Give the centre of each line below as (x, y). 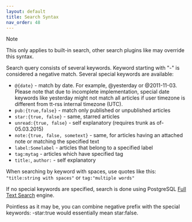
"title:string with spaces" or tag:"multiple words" (70, 178)
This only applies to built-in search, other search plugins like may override (95, 50)
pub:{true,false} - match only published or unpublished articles (92, 110)
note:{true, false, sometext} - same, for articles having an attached (99, 135)
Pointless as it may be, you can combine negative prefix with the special (93, 207)
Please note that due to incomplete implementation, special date (92, 92)
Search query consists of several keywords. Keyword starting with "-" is (93, 68)
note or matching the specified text (57, 142)
